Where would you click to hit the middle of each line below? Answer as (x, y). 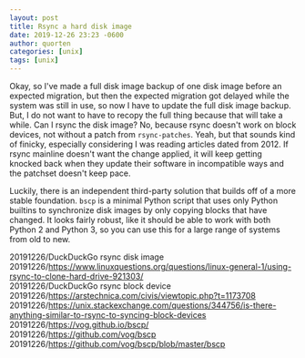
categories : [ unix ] (46, 52)
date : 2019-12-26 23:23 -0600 (67, 35)
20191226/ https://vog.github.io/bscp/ (79, 325)
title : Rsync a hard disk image (71, 26)
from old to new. (40, 239)
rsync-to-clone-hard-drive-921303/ (76, 276)
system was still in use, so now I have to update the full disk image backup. (150, 105)
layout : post (34, 18)
